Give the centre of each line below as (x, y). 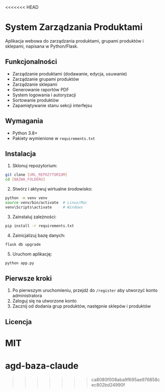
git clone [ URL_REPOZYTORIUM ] (36, 175)
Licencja (19, 322)
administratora (27, 296)
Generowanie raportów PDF (41, 89)
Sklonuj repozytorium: (35, 166)
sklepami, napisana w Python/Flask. (42, 46)
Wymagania (24, 121)
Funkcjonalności (31, 62)
